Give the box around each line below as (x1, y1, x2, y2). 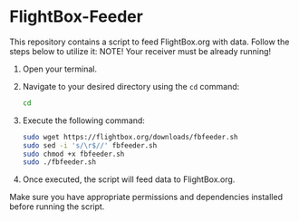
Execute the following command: (22, 115, 145, 126)
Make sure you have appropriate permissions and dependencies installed (9, 192, 284, 203)
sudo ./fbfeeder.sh (22, 158, 97, 167)
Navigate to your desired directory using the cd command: (22, 81, 240, 91)
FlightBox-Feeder (9, 6, 143, 27)
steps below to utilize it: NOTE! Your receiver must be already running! (9, 45, 272, 56)
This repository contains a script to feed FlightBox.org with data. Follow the (9, 36, 290, 47)
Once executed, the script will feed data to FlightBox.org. (22, 174, 236, 185)
